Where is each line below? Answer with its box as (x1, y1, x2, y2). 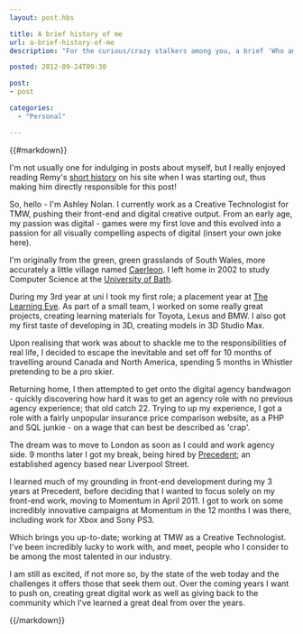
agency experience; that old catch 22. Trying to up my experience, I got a (9, 402, 282, 413)
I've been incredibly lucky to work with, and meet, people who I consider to (9, 541, 289, 552)
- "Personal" (17, 112, 67, 121)
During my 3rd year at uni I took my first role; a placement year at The (9, 290, 269, 302)
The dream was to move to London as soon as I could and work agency (9, 439, 275, 450)
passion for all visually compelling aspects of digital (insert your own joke (9, 227, 282, 238)
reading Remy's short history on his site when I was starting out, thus (9, 171, 266, 182)
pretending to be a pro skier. (9, 366, 115, 377)
